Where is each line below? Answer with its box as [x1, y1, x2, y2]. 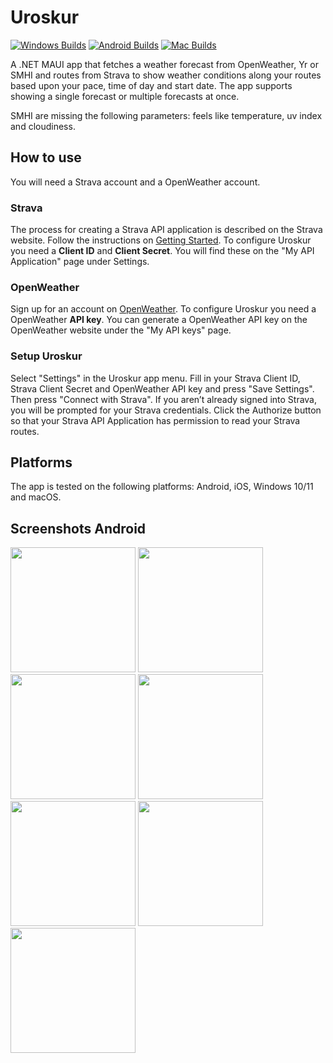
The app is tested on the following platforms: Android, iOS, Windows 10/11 [10, 481, 314, 493]
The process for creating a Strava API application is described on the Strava [10, 224, 323, 236]
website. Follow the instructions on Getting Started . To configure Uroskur [10, 234, 312, 246]
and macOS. [10, 491, 62, 503]
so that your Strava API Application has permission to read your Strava [10, 414, 301, 426]
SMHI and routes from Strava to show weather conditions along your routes [10, 69, 322, 81]
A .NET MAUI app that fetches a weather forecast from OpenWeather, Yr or [10, 58, 319, 70]
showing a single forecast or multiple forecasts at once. [10, 90, 240, 102]
